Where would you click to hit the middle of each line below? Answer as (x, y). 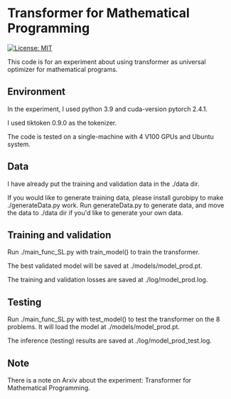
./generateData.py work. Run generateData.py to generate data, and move (116, 205)
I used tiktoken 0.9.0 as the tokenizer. (62, 123)
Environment (37, 92)
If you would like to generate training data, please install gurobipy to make (116, 197)
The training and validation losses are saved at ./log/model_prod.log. (108, 280)
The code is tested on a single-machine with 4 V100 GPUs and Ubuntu (111, 136)
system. (19, 144)
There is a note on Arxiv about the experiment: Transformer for (100, 380)
